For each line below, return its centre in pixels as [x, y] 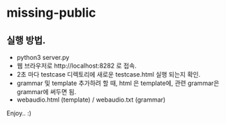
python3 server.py [43, 57]
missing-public [51, 13]
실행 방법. [26, 40]
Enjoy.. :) [19, 113]
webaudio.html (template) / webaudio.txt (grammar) [91, 100]
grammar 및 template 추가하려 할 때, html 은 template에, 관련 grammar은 [118, 83]
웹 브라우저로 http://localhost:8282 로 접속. [76, 65]
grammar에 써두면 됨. [46, 92]
